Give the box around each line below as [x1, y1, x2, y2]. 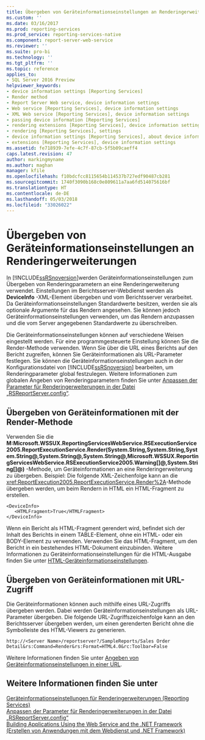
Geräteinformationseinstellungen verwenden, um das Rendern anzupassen [6, 313, 195, 320]
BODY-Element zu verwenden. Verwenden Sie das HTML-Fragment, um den [6, 537, 198, 545]
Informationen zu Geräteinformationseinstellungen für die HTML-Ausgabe [6, 550, 192, 558]
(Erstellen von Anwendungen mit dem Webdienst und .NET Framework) [6, 727, 186, 734]
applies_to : [6, 71, 37, 77]
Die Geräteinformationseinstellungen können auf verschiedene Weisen [6, 331, 184, 339]
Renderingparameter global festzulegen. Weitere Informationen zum [6, 370, 178, 378]
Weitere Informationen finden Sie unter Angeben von [6, 654, 139, 661]
